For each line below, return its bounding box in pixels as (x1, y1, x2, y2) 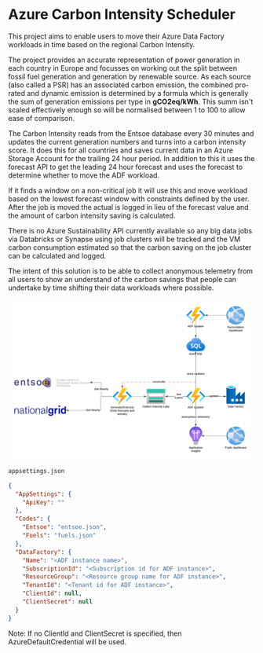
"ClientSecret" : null (22, 598, 93, 606)
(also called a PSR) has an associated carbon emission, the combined (8, 80, 234, 90)
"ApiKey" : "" (22, 498, 65, 506)
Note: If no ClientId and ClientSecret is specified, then (8, 629, 182, 638)
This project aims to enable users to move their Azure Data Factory (8, 31, 225, 41)
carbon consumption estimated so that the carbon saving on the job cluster (8, 242, 252, 252)
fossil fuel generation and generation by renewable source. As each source (8, 72, 251, 81)
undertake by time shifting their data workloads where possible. (8, 283, 214, 292)
